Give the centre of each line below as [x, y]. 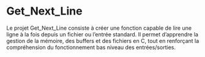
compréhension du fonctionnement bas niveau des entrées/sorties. [91, 47]
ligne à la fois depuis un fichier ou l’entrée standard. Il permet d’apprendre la [102, 34]
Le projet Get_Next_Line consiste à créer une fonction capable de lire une [99, 28]
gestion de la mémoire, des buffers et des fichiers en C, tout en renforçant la [103, 41]
